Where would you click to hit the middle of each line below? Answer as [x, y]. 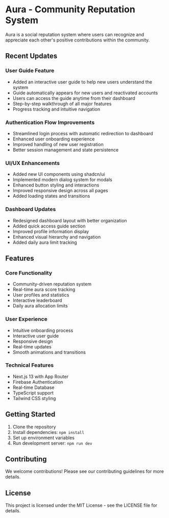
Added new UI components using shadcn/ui [59, 174]
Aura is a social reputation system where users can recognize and [75, 34]
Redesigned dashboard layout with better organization [70, 220]
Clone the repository [34, 427]
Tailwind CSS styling [34, 398]
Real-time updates [32, 346]
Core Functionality [29, 273]
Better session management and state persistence [66, 150]
